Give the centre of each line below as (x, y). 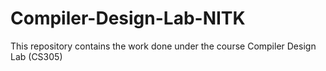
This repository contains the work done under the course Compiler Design (163, 46)
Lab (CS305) (36, 56)
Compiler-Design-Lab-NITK (128, 18)
